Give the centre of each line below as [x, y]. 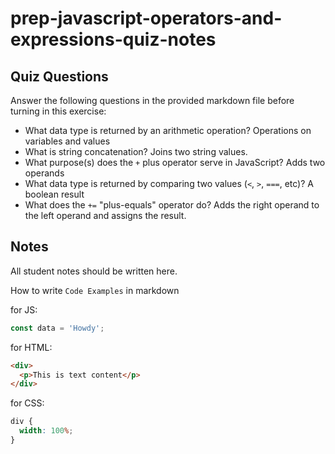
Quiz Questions [59, 76]
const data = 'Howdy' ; [57, 328]
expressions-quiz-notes [113, 39]
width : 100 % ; [46, 431]
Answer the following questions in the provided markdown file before [152, 100]
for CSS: [27, 403]
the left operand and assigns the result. [105, 215]
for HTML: [31, 347]
